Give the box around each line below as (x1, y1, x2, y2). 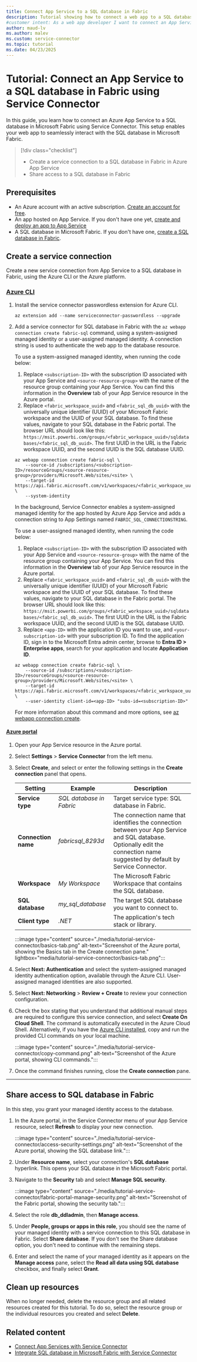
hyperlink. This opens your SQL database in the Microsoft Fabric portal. (14, 1165, 188, 1172)
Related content (6, 1327, 66, 1337)
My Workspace (58, 879, 101, 887)
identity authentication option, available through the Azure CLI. (14, 972, 166, 979)
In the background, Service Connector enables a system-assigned (14, 503, 175, 510)
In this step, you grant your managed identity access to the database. (6, 1105, 174, 1112)
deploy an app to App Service (14, 222, 87, 229)
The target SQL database (113, 896, 183, 904)
